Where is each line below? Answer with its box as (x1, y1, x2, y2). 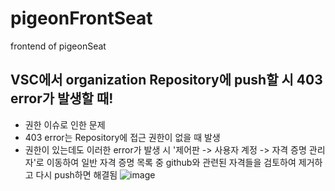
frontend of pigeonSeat (10, 40, 107, 52)
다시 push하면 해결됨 (35, 168, 118, 181)
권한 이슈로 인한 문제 (24, 118, 106, 131)
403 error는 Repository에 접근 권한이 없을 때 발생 (24, 131, 221, 143)
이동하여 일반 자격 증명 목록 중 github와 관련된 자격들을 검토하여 (46, 156, 297, 168)
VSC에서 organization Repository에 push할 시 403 (10, 72, 323, 89)
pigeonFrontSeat (10, 7, 153, 30)
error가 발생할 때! (10, 90, 114, 107)
